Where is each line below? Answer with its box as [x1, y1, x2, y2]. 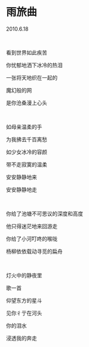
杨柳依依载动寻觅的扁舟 [6, 248, 63, 255]
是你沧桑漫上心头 [6, 99, 47, 106]
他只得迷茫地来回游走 [6, 222, 57, 229]
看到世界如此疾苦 [6, 48, 47, 56]
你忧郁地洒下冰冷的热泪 [6, 61, 63, 69]
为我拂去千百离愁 [6, 135, 47, 142]
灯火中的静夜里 [6, 271, 42, 278]
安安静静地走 [6, 186, 37, 193]
